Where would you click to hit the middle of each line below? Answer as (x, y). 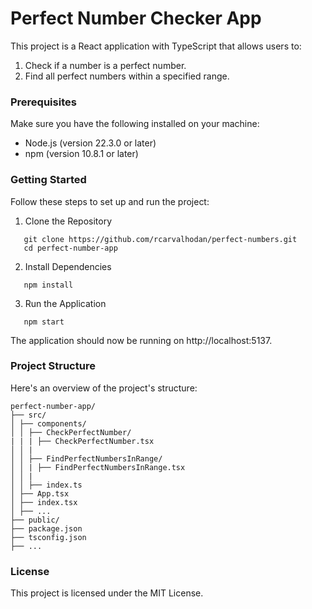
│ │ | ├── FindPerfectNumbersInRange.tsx (98, 467)
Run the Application (65, 303)
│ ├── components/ (48, 423)
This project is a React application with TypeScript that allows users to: (156, 46)
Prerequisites (43, 102)
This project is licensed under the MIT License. (107, 593)
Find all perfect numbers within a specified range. (127, 76)
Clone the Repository (68, 221)
